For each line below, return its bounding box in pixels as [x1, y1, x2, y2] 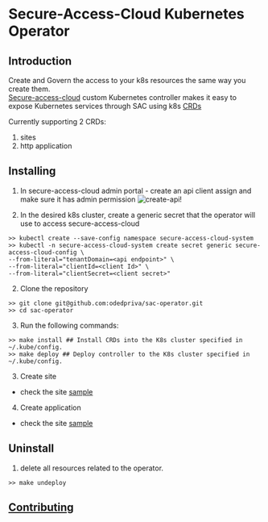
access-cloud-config [8, 248, 78, 257]
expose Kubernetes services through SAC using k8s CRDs [8, 102, 202, 111]
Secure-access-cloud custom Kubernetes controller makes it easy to [8, 93, 237, 102]
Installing [8, 165, 56, 178]
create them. [8, 84, 51, 94]
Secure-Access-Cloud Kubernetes [8, 5, 245, 23]
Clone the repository [19, 283, 89, 293]
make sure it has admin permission [19, 194, 136, 204]
